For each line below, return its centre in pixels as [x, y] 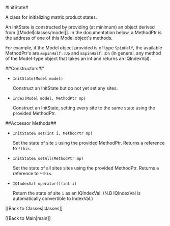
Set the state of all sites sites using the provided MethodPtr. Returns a [86, 168]
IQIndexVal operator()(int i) [45, 184]
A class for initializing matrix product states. [51, 17]
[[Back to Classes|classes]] [34, 208]
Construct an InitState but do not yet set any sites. [65, 88]
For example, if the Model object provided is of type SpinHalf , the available [84, 48]
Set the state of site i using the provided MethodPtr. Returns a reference [89, 143]
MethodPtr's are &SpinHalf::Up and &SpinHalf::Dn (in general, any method [83, 53]
